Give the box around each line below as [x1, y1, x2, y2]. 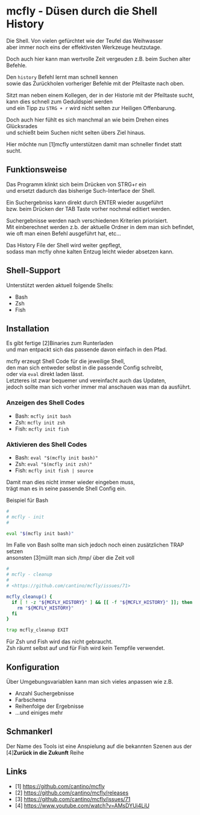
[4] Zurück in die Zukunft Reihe [6, 748, 84, 756]
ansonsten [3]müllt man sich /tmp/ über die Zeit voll [6, 554, 134, 562]
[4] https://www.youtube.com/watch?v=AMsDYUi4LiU [14, 802, 149, 809]
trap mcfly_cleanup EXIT [6, 627, 69, 633]
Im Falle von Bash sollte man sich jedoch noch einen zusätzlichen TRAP [6, 541, 184, 548]
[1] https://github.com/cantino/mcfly [14, 782, 105, 790]
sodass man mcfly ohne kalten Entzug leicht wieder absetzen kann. [6, 248, 174, 255]
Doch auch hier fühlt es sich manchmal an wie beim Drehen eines [6, 116, 169, 123]
